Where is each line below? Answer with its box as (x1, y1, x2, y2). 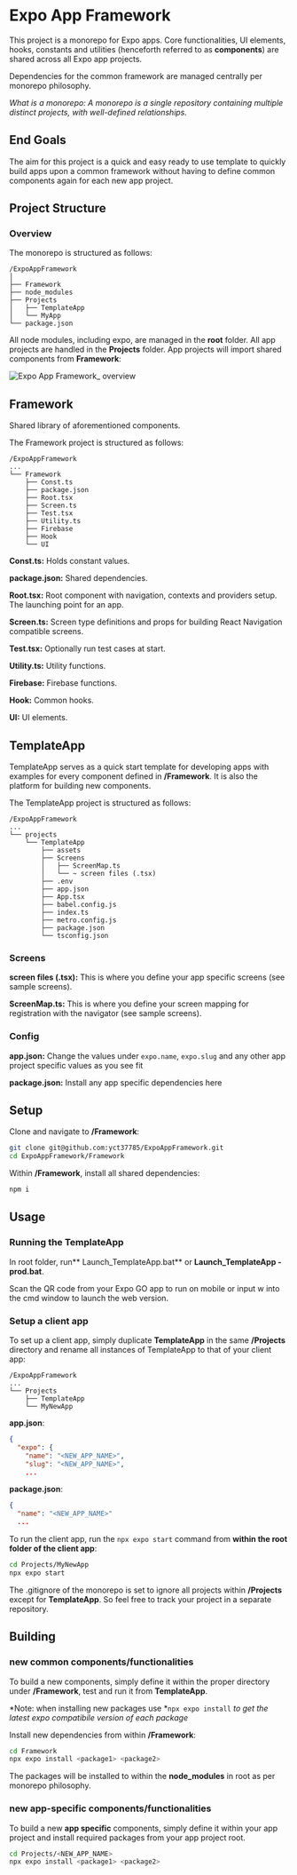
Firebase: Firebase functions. (9, 678, 118, 688)
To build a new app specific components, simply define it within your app (9, 1823, 277, 1833)
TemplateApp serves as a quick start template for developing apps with (9, 761, 270, 773)
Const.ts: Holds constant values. (9, 556, 130, 567)
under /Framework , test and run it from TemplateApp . (9, 1685, 208, 1696)
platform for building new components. (9, 781, 152, 791)
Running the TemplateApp (9, 1236, 124, 1249)
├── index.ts (41, 908, 90, 918)
